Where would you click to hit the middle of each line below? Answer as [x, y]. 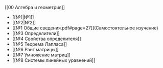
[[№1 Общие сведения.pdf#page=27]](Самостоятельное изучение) [85, 28]
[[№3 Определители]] [36, 33]
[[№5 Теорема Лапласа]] [40, 44]
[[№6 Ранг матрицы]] [36, 49]
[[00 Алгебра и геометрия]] [35, 7]
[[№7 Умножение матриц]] [41, 55]
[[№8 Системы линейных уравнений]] [54, 60]
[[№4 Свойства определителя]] [46, 39]
